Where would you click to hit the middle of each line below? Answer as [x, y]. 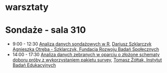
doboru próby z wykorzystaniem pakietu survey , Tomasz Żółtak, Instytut [87, 60]
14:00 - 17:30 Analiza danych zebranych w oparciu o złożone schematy [86, 54]
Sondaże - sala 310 [46, 30]
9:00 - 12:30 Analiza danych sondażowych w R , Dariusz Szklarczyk [82, 44]
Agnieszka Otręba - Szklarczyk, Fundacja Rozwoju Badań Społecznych [86, 49]
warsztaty [27, 7]
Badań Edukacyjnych [34, 65]
